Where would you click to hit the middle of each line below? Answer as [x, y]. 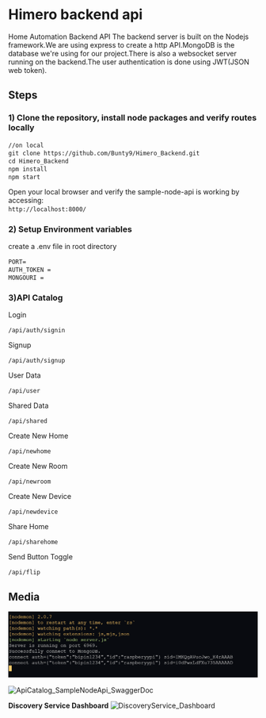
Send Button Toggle [41, 557]
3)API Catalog [36, 298]
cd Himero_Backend [38, 161]
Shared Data [28, 405]
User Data [25, 375]
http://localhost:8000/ [47, 209]
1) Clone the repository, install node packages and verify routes [133, 118]
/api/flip [25, 573]
